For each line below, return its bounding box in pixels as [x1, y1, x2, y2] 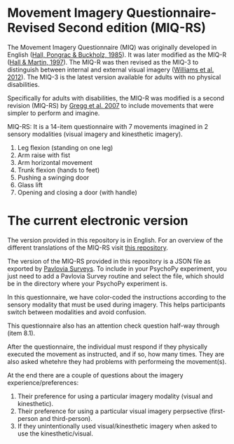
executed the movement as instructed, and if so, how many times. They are [7, 349, 225, 358]
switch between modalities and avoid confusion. [7, 307, 147, 316]
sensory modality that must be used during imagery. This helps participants [7, 300, 226, 309]
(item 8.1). [7, 328, 36, 337]
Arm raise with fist [17, 151, 71, 159]
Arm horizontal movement [17, 158, 93, 166]
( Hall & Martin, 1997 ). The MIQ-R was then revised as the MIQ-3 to [7, 58, 199, 66]
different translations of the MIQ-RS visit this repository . [7, 243, 168, 252]
